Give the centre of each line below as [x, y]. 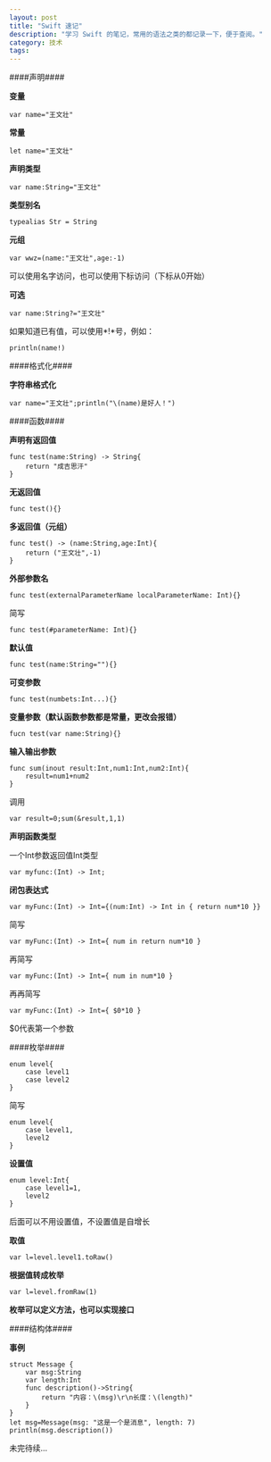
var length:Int [53, 1381]
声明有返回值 [33, 440]
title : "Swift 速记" [46, 26]
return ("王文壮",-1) [63, 553]
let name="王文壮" [41, 151]
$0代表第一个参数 [41, 1029]
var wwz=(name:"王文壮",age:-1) [67, 259]
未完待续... [29, 1449]
